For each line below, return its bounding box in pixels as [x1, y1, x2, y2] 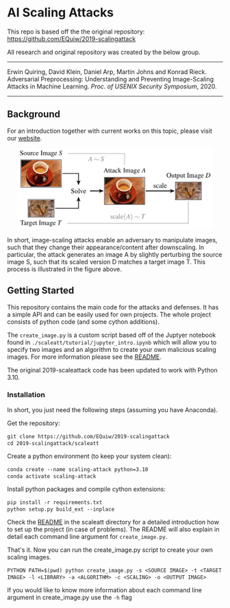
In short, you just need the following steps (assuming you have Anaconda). [7, 405, 218, 414]
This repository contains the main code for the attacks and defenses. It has [7, 303, 219, 311]
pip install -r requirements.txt [7, 498, 103, 506]
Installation [7, 390, 46, 400]
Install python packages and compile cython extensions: [7, 485, 166, 493]
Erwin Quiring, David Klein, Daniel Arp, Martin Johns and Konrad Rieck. [7, 67, 207, 76]
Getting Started [7, 285, 75, 296]
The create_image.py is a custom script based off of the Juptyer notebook [7, 331, 216, 339]
